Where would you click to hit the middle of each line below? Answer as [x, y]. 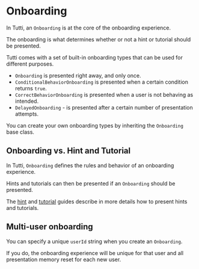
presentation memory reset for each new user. [64, 259]
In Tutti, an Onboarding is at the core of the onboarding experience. [89, 28]
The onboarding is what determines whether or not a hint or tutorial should [99, 39]
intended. [27, 101]
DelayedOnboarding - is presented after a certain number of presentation [104, 107]
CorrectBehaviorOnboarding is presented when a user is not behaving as [104, 94]
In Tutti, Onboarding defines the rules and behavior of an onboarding [90, 165]
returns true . [31, 88]
